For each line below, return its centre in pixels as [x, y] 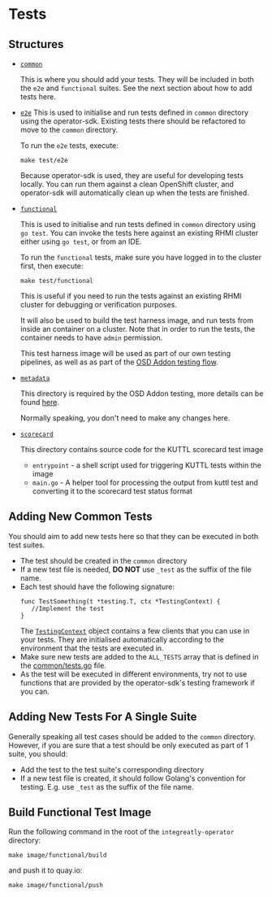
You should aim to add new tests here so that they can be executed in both [133, 536]
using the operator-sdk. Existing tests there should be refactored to [133, 121]
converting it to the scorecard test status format [112, 491]
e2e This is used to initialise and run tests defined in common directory [134, 112]
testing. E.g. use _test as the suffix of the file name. [107, 786]
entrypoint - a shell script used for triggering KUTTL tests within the [147, 465]
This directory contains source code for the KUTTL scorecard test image [142, 449]
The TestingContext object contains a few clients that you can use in [135, 630]
